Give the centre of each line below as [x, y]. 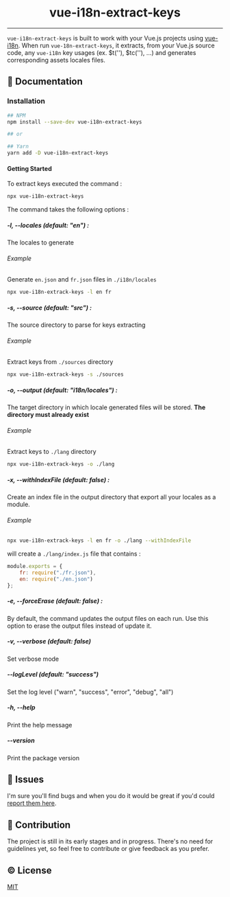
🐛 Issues [26, 780]
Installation [26, 101]
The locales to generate [40, 242]
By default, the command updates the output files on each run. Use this [108, 618]
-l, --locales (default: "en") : [48, 225]
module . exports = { [35, 567]
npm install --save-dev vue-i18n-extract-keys [75, 122]
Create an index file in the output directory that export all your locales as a [112, 497]
